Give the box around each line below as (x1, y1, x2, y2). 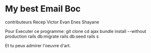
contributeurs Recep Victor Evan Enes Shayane (5, 19, 99, 25)
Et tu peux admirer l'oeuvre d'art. (5, 42, 71, 48)
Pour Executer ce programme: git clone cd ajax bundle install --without (5, 28, 147, 34)
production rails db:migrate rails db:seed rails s (5, 33, 99, 39)
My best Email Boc (5, 3, 81, 14)
